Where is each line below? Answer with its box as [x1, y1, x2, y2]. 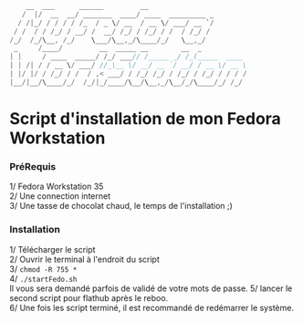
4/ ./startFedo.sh [9, 273, 78, 284]
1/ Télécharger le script [9, 244, 96, 254]
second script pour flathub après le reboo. [9, 292, 169, 303]
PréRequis [9, 160, 57, 172]
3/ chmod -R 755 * [9, 263, 78, 275]
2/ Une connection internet [9, 191, 111, 202]
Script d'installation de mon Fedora [9, 108, 281, 129]
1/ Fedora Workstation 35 [9, 181, 104, 192]
